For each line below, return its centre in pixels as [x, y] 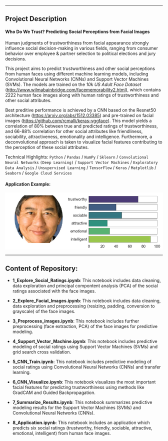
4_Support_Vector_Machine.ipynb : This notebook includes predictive [85, 341]
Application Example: [28, 184]
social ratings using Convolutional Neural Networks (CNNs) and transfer [86, 367]
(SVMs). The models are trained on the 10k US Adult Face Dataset [73, 84]
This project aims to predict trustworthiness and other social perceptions [80, 68]
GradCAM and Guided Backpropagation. [54, 392]
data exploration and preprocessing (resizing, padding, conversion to [83, 306]
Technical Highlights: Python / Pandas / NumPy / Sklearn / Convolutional [77, 157]
